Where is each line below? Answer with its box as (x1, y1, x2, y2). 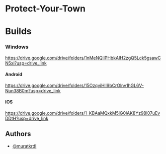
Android (5, 72, 22, 77)
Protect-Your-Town (5, 3, 86, 14)
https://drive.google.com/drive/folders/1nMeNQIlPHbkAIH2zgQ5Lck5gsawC (5, 55, 161, 61)
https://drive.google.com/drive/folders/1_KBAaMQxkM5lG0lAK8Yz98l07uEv (5, 110, 161, 116)
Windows (5, 43, 29, 50)
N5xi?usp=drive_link (5, 60, 47, 66)
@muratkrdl (12, 143, 37, 149)
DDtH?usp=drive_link (5, 115, 49, 122)
